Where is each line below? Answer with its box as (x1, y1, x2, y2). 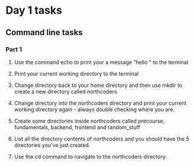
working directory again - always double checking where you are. (14, 105, 175, 113)
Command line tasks (5, 27, 83, 37)
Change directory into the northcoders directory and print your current (14, 99, 187, 107)
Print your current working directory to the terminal (14, 70, 139, 77)
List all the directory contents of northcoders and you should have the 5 (14, 135, 190, 142)
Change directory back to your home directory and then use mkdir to (14, 82, 183, 89)
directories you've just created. (14, 141, 91, 149)
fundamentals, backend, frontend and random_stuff (14, 123, 140, 131)
